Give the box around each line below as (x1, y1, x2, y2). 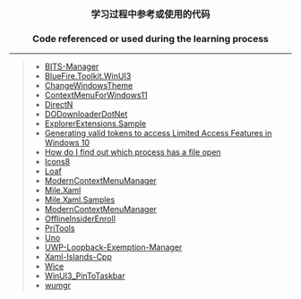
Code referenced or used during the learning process (32, 32, 269, 45)
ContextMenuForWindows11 (44, 90, 148, 100)
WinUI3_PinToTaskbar (44, 270, 125, 281)
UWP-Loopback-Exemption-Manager (44, 242, 183, 252)
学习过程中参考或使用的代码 (90, 7, 211, 20)
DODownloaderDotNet (44, 109, 128, 120)
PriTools (44, 223, 75, 234)
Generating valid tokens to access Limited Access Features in (44, 128, 272, 139)
